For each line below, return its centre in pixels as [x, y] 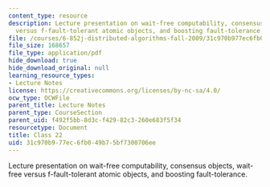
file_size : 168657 [39, 46]
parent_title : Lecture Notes [57, 105]
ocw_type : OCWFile [39, 98]
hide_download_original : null [59, 68]
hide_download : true [43, 61]
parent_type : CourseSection [55, 113]
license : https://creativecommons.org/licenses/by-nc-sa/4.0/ [115, 90]
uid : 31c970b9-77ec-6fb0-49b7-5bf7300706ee [82, 142]
